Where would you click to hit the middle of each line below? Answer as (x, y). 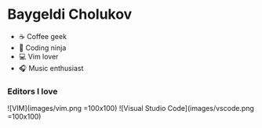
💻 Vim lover (38, 56)
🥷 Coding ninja (42, 48)
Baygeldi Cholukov (70, 14)
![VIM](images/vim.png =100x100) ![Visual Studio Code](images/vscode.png (131, 108)
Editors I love (33, 91)
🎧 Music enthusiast (51, 68)
